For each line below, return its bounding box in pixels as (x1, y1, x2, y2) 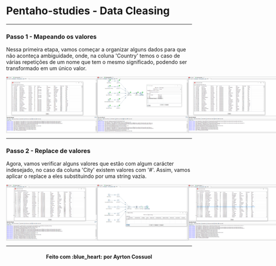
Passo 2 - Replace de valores (6, 147, 91, 155)
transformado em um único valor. (6, 65, 87, 72)
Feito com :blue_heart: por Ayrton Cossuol (46, 253, 152, 260)
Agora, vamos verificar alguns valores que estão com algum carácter (6, 160, 174, 167)
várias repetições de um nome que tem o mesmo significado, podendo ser (6, 59, 188, 66)
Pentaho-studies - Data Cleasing (6, 4, 170, 18)
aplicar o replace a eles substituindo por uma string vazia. (6, 173, 147, 180)
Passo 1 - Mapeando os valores (6, 33, 97, 41)
